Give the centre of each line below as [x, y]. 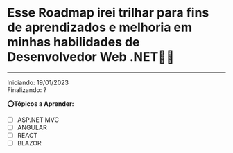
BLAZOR [29, 143]
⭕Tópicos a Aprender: [41, 103]
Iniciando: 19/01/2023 [38, 82]
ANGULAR [32, 127]
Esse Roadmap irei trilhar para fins [108, 13]
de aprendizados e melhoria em [100, 27]
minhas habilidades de [74, 42]
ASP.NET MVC [38, 120]
